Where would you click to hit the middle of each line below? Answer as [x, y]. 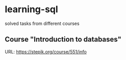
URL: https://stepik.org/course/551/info [46, 51]
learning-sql [31, 9]
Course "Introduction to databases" [63, 39]
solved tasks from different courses [42, 23]
